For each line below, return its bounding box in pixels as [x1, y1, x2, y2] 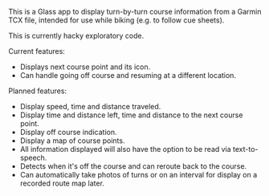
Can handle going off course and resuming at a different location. [19, 71, 237, 80]
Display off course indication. [19, 128, 117, 137]
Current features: [8, 47, 66, 55]
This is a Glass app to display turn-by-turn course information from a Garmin [8, 7, 262, 16]
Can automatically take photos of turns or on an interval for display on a [19, 170, 258, 179]
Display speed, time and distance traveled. [19, 102, 161, 111]
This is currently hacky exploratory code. [8, 31, 145, 40]
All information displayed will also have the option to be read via [19, 145, 231, 153]
